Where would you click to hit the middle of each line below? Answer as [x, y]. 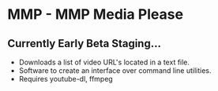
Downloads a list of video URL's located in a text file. [104, 62]
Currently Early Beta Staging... [84, 44]
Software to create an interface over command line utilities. [115, 71]
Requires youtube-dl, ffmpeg [66, 79]
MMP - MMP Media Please [95, 15]
